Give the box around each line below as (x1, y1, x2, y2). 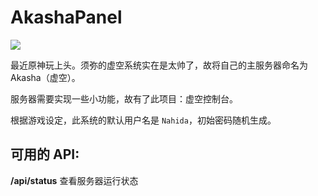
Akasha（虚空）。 (10, 71, 81, 83)
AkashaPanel (10, 6, 123, 29)
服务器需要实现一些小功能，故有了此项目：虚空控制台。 (10, 92, 238, 105)
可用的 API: (10, 146, 80, 163)
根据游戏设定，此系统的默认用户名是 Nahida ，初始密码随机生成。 (10, 114, 277, 126)
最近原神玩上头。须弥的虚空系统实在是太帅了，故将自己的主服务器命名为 (10, 59, 308, 71)
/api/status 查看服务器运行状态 (10, 174, 139, 186)
